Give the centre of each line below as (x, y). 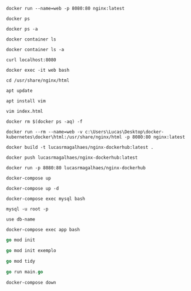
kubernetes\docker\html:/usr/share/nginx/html (64, 137)
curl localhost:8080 (31, 60)
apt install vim (26, 101)
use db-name (21, 219)
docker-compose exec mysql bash (46, 199)
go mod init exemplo (31, 250)
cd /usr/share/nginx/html (38, 81)
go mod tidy (21, 261)
